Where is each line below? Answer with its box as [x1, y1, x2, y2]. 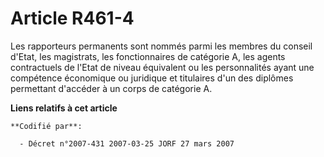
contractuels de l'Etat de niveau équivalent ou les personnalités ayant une [10, 61, 315, 73]
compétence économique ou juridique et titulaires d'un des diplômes [10, 72, 294, 84]
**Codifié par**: [10, 121, 83, 131]
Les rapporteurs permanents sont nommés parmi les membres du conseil [10, 40, 313, 52]
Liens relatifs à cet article [10, 102, 118, 114]
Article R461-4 [10, 7, 135, 30]
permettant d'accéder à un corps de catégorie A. [10, 82, 213, 94]
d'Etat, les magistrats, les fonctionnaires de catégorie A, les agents [10, 50, 286, 62]
